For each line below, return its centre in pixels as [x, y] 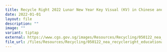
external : [15, 38]
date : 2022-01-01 [23, 14]
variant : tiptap [22, 33]
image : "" [15, 28]
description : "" [22, 24]
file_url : [15, 42]
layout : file [19, 19]
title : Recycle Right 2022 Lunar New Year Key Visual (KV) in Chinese [80, 10]
